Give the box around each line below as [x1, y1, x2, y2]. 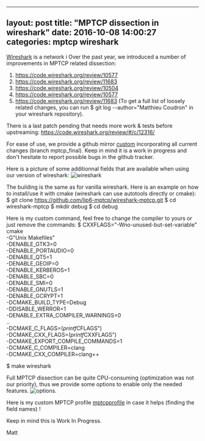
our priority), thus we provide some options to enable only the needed [6, 380, 182, 387]
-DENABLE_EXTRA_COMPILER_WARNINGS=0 [6, 311, 121, 319]
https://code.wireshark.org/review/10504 [15, 84, 119, 91]
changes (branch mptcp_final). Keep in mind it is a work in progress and [6, 147, 187, 154]
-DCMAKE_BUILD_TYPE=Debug [6, 298, 87, 306]
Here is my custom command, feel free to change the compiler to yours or [6, 214, 193, 222]
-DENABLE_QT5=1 [6, 253, 52, 261]
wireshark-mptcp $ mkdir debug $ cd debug [6, 202, 118, 210]
